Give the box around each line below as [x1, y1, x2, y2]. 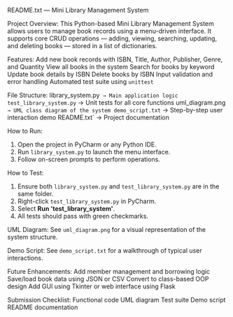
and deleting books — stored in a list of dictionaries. [7, 42, 157, 50]
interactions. [7, 254, 43, 262]
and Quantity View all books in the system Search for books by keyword [7, 63, 215, 71]
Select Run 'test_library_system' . [17, 205, 115, 212]
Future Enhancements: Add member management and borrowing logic [7, 267, 211, 275]
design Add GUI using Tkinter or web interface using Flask [7, 282, 176, 290]
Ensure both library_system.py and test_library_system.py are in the [17, 182, 220, 191]
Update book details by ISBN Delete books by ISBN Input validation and [7, 70, 213, 78]
